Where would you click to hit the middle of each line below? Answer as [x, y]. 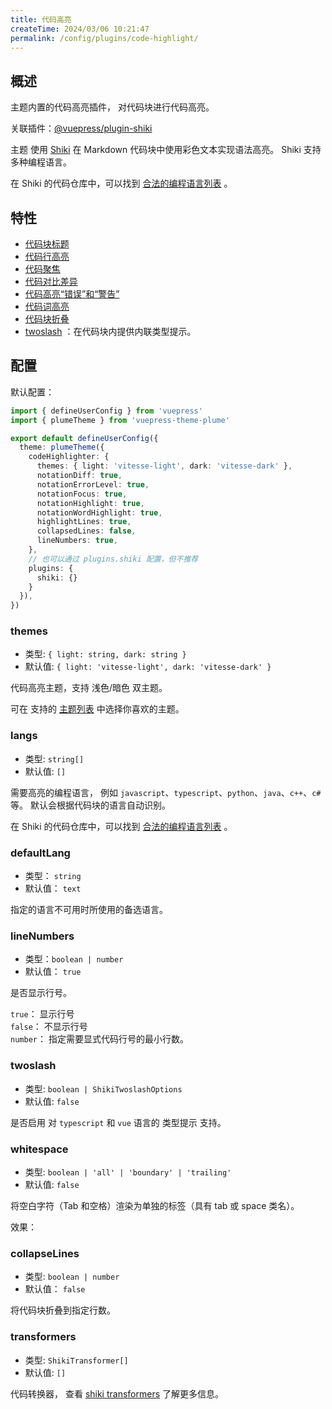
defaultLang [40, 853]
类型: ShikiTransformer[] [76, 1360]
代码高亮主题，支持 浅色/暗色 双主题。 [89, 688]
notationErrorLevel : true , [93, 484]
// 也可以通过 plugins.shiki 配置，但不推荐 [113, 559]
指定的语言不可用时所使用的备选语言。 [89, 910]
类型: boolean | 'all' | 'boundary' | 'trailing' [128, 1172]
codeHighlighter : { [69, 457]
